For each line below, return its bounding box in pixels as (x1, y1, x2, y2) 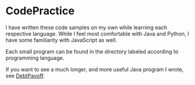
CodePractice (5, 4, 75, 18)
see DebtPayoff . (5, 72, 45, 79)
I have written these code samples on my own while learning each (5, 24, 168, 31)
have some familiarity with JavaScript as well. (5, 36, 117, 43)
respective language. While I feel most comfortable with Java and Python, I (5, 30, 190, 37)
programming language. (5, 54, 65, 61)
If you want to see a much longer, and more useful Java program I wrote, (5, 65, 184, 73)
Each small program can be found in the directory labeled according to (5, 48, 179, 55)
